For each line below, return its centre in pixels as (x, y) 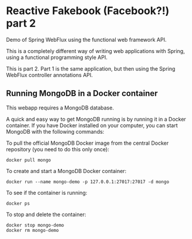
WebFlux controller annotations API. (49, 75)
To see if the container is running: (47, 192)
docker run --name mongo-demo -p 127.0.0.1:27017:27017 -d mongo (87, 182)
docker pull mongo (28, 160)
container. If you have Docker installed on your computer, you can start (92, 125)
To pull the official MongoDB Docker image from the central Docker (87, 143)
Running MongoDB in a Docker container (82, 93)
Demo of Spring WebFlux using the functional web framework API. (86, 39)
